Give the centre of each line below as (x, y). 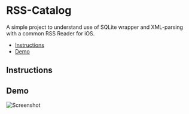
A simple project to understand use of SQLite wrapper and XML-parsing (95, 27)
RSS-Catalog (39, 10)
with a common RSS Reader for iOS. (51, 33)
